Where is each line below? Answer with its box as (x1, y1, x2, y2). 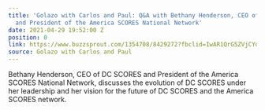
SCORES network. (8, 95, 67, 104)
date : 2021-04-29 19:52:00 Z (8, 26, 104, 34)
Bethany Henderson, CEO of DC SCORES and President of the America (8, 70, 239, 79)
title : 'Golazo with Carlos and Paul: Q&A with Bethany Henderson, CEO (8, 11, 248, 20)
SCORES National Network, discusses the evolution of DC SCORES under (8, 78, 247, 87)
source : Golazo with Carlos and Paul (8, 48, 132, 56)
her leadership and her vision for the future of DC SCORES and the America (8, 86, 254, 95)
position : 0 (8, 33, 47, 42)
